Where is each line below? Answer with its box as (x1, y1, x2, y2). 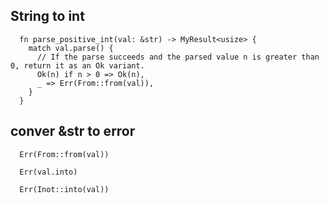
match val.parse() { (28, 43, 114, 53)
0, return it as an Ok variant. (10, 60, 145, 71)
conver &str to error (10, 123, 136, 140)
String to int (10, 8, 85, 25)
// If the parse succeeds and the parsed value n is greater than (36, 52, 320, 62)
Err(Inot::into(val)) (19, 184, 110, 194)
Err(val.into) (19, 167, 78, 177)
